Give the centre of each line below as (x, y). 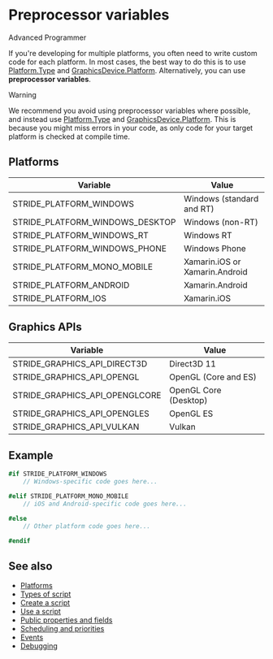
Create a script (45, 603)
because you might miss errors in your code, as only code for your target (131, 128)
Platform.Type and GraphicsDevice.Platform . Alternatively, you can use (127, 70)
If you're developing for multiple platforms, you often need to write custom (133, 53)
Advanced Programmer (48, 37)
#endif (19, 541)
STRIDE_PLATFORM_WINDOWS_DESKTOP (94, 222)
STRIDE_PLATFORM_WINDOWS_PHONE (89, 248)
